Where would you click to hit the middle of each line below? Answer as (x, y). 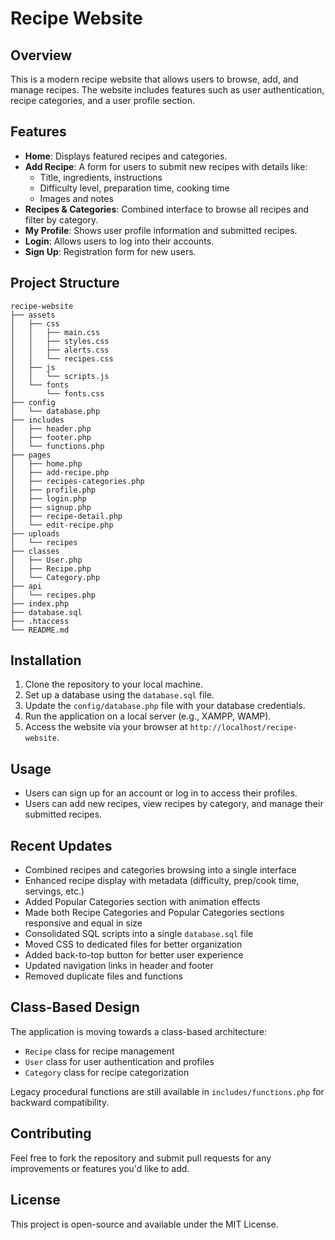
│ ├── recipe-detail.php (66, 516)
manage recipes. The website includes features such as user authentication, (167, 90)
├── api (26, 586)
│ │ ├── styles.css (60, 341)
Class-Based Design (75, 1007)
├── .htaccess (40, 621)
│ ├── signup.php (51, 507)
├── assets (33, 315)
